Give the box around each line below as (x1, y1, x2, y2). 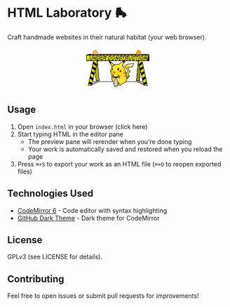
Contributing (7, 273, 65, 285)
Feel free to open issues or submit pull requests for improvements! (7, 292, 199, 300)
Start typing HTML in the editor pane (17, 130, 124, 138)
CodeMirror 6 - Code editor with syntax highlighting (17, 206, 168, 214)
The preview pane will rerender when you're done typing (27, 137, 192, 145)
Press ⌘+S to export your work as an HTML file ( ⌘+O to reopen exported (17, 159, 222, 168)
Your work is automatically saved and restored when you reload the (27, 145, 223, 153)
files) (17, 167, 33, 176)
